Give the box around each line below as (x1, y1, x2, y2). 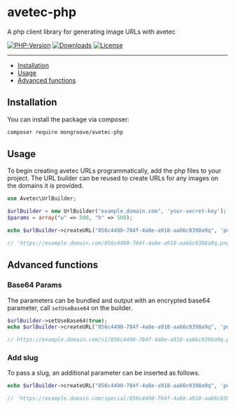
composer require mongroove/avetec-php (7, 128, 124, 135)
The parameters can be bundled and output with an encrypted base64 (7, 296, 211, 304)
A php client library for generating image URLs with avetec (7, 27, 176, 36)
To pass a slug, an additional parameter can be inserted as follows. (7, 369, 201, 377)
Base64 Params (7, 280, 62, 290)
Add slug (7, 353, 38, 363)
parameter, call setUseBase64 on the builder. (7, 303, 133, 312)
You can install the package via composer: (7, 115, 129, 123)
